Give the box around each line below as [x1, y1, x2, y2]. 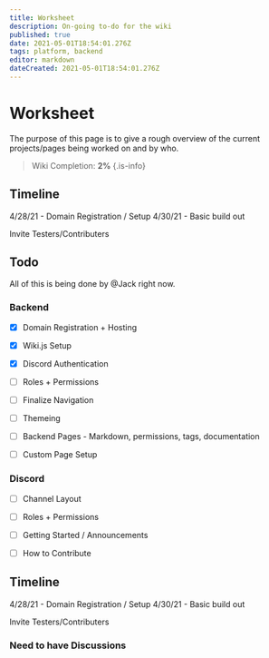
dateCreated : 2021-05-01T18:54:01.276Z [9, 64, 160, 74]
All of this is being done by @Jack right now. [9, 279, 176, 290]
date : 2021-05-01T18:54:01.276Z [9, 38, 131, 48]
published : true [9, 30, 71, 39]
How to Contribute [22, 547, 92, 558]
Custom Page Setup [22, 449, 98, 460]
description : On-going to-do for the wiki [9, 22, 172, 31]
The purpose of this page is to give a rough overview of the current [9, 133, 261, 143]
